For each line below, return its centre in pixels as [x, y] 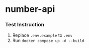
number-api [30, 9]
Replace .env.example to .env [42, 35]
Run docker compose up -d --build [48, 41]
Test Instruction [25, 25]
